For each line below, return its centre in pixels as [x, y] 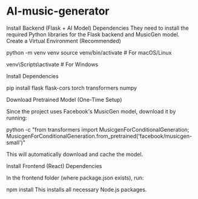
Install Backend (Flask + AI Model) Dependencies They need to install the [97, 28]
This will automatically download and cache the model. [75, 154]
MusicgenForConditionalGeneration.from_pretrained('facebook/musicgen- [99, 136]
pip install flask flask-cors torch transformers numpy [72, 88]
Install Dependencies [32, 76]
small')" [16, 142]
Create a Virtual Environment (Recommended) [64, 41]
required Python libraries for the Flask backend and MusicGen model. [93, 34]
